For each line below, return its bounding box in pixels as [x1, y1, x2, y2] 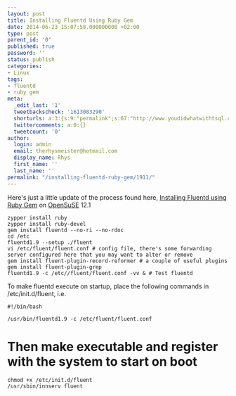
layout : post [7, 10, 46, 18]
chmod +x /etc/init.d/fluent [7, 377, 93, 384]
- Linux [7, 69, 30, 76]
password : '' [7, 50, 46, 57]
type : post [7, 30, 39, 37]
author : [7, 134, 30, 141]
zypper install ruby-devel [7, 220, 86, 227]
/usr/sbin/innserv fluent [7, 383, 83, 390]
